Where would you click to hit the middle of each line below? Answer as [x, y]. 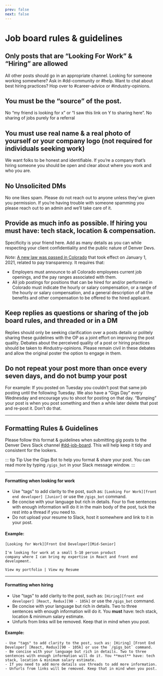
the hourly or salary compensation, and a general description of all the [82, 292]
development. [18, 561]
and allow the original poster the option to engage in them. [64, 353]
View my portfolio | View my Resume [42, 570]
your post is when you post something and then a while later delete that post [81, 403]
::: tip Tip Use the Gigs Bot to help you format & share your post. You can [78, 460]
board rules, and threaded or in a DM [61, 321]
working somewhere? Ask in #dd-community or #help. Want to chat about [79, 80]
